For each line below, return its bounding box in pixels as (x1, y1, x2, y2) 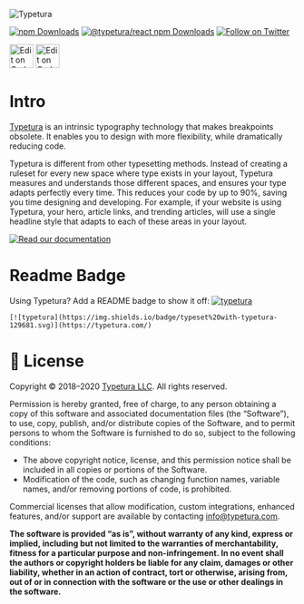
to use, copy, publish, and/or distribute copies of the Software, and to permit (9, 417, 296, 428)
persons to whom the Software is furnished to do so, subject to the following (9, 427, 296, 438)
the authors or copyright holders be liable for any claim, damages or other (9, 557, 294, 568)
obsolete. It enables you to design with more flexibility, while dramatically (9, 131, 283, 141)
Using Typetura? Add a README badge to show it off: (9, 295, 211, 306)
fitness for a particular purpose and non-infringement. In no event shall (9, 547, 284, 558)
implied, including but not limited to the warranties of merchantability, (9, 538, 279, 549)
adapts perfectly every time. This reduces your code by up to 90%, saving (9, 187, 288, 198)
